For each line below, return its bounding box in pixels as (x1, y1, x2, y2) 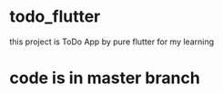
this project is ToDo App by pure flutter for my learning (9, 36, 215, 47)
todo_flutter (9, 6, 101, 27)
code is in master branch (9, 68, 200, 88)
